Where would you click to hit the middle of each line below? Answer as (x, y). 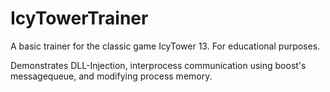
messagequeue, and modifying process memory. (111, 76)
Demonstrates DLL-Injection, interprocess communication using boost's (158, 65)
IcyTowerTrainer (79, 18)
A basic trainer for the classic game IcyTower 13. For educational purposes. (165, 46)
